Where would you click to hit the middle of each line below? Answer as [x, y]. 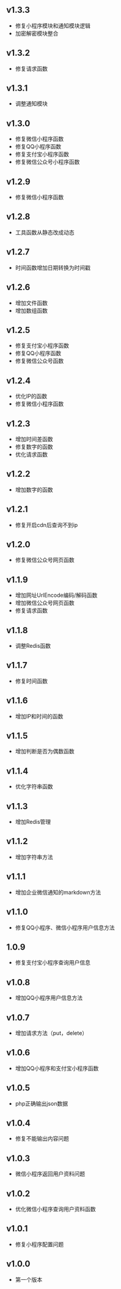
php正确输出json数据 [42, 1103]
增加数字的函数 [34, 490]
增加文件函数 [31, 302]
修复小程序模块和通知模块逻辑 [53, 25]
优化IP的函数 [31, 396]
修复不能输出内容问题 [42, 1139]
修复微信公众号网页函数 [45, 560]
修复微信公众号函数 [39, 361]
